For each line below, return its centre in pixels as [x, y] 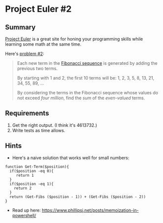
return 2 [23, 188]
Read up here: [26, 210]
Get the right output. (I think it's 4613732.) [54, 125]
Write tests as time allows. [39, 130]
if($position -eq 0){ [32, 171]
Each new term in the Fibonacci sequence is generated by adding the [87, 63]
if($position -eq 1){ [32, 184]
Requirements [27, 113]
